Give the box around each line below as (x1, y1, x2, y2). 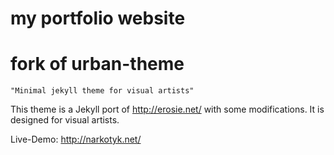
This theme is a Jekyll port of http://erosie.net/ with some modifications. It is (10, 103, 325, 116)
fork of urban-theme (10, 53, 185, 76)
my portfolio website (10, 7, 186, 30)
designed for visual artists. (10, 114, 120, 126)
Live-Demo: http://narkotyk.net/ (10, 133, 142, 146)
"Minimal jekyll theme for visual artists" (10, 86, 195, 96)
